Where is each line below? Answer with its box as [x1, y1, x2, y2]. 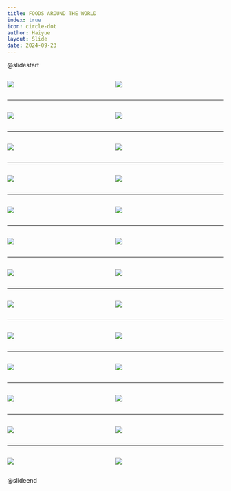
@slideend [7, 477, 38, 484]
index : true [7, 17, 41, 23]
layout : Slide [7, 36, 48, 43]
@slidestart [7, 61, 40, 69]
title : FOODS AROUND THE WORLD [7, 10, 97, 17]
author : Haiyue [7, 29, 51, 36]
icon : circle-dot [7, 23, 57, 30]
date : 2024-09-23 [7, 42, 57, 49]
